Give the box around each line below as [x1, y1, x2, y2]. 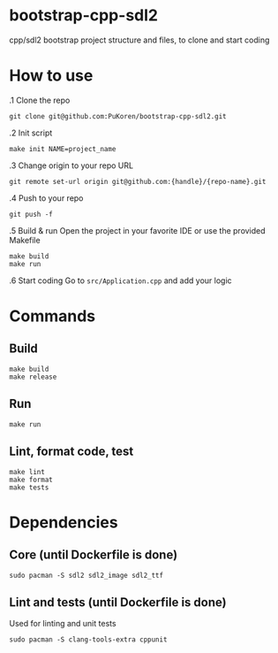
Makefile [9, 234, 41, 245]
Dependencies [9, 512, 118, 532]
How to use [9, 65, 94, 86]
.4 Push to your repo [9, 192, 84, 204]
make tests [9, 483, 49, 492]
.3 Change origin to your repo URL [9, 160, 134, 171]
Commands [9, 306, 96, 326]
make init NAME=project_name [9, 144, 116, 153]
